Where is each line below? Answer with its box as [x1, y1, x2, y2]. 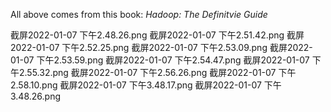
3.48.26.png [10, 90, 62, 102]
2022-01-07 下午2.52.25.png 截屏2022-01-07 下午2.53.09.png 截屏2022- [10, 42, 313, 53]
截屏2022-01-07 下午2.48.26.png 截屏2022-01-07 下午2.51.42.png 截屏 [10, 29, 305, 41]
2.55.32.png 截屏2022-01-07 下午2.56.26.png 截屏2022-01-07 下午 [18, 67, 297, 78]
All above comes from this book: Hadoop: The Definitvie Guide [10, 9, 268, 20]
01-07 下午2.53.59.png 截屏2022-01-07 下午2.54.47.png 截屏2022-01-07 [10, 54, 310, 66]
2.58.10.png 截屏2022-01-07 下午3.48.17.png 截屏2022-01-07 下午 [10, 79, 282, 91]
